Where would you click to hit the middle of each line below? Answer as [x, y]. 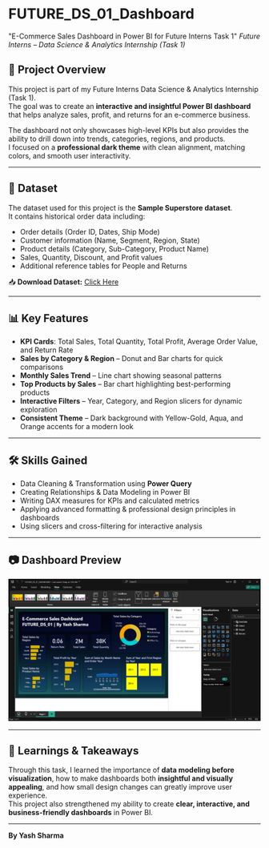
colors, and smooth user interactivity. [70, 155]
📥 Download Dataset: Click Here [64, 282]
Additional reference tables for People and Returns [103, 266]
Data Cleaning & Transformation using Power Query [106, 484]
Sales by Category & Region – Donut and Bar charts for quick [121, 359]
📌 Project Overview [57, 70]
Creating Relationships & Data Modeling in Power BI [105, 492]
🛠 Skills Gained [48, 460]
